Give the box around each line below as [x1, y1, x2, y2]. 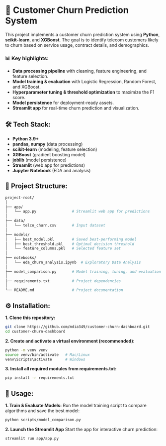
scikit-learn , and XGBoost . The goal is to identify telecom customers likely [5, 37, 159, 43]
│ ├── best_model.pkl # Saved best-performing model [5, 236, 137, 242]
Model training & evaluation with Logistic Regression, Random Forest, [12, 79, 157, 85]
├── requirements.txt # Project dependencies [5, 278, 121, 283]
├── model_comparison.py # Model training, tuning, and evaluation [5, 269, 162, 274]
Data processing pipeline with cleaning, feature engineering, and [12, 68, 147, 74]
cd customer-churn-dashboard [5, 329, 66, 334]
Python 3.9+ [12, 136, 39, 142]
